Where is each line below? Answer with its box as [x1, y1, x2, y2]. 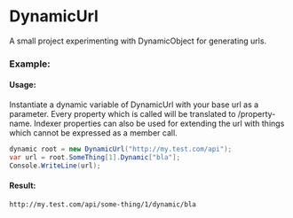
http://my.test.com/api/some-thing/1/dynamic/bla [9, 199, 197, 209]
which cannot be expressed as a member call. [9, 128, 178, 138]
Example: [9, 58, 51, 70]
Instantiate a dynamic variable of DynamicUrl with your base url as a [9, 99, 259, 110]
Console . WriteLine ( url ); [9, 161, 101, 170]
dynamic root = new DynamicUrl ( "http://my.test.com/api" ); [9, 144, 233, 154]
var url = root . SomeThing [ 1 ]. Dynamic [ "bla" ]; [9, 152, 180, 161]
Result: [9, 180, 36, 191]
